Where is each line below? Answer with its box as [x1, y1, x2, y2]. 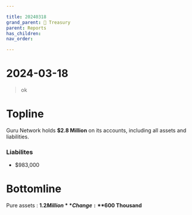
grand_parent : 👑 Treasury [6, 19, 70, 26]
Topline [6, 107, 44, 121]
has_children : [6, 30, 42, 36]
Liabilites [6, 148, 33, 156]
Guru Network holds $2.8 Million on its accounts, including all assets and [6, 127, 187, 134]
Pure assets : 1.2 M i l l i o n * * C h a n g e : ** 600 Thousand [6, 202, 142, 209]
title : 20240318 [6, 14, 47, 20]
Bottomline [6, 182, 61, 196]
